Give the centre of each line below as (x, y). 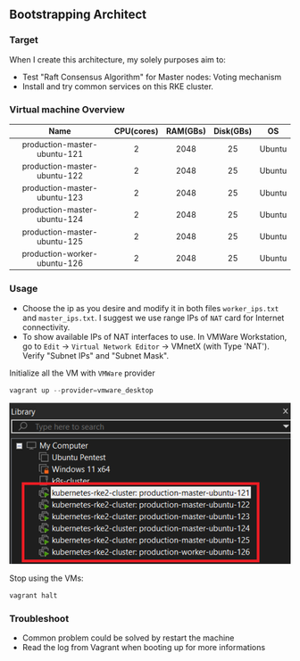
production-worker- (60, 253)
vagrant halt (33, 595)
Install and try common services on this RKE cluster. (118, 86)
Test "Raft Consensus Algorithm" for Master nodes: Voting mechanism (152, 77)
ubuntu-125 (60, 241)
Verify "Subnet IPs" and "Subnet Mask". (96, 355)
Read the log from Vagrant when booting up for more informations (144, 647)
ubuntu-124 (60, 219)
